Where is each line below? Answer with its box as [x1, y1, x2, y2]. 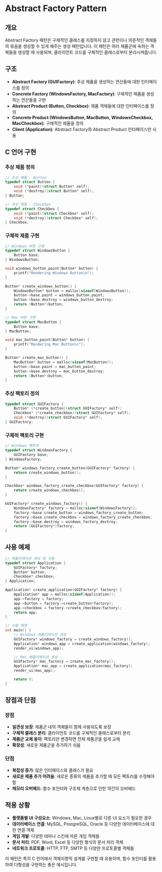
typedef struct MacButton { [5, 319, 62, 324]
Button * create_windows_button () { [5, 284, 77, 289]
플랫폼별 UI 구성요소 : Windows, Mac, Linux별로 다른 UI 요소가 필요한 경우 [12, 815, 152, 821]
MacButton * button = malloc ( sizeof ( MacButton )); [14, 360, 114, 365]
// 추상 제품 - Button [5, 175, 47, 180]
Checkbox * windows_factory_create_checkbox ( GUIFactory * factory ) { [5, 484, 144, 488]
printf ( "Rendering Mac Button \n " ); [14, 342, 86, 347]
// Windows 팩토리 [5, 443, 39, 448]
